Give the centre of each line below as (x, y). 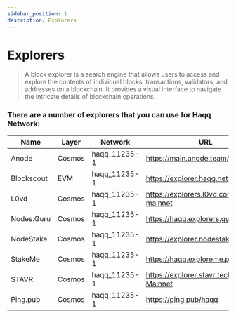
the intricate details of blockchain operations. (90, 97)
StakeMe (26, 259)
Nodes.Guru (31, 218)
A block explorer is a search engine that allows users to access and (122, 74)
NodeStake (29, 239)
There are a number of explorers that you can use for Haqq (109, 115)
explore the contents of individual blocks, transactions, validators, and (126, 82)
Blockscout (29, 178)
